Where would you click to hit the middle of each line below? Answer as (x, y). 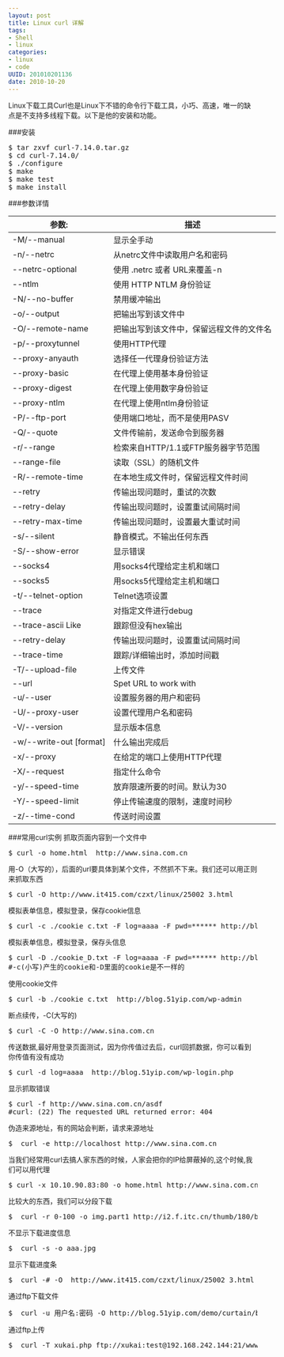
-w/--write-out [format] (59, 742)
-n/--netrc (34, 254)
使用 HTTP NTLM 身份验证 (163, 284)
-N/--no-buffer (43, 299)
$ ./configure (36, 163)
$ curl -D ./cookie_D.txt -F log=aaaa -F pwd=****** (113, 957)
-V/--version (38, 727)
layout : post (30, 15)
